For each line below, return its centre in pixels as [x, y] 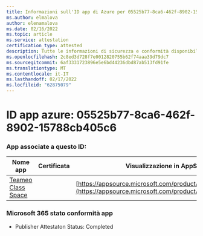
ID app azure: [40, 115]
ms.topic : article [29, 34]
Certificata [54, 166]
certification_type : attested [44, 46]
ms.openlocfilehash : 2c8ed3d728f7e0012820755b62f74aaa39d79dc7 [88, 57]
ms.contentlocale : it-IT [37, 74]
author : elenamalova [32, 23]
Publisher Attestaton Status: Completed [64, 226]
